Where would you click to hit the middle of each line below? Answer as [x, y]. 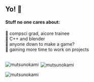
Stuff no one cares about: [33, 22]
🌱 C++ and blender [25, 39]
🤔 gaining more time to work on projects [47, 49]
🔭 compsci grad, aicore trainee [37, 33]
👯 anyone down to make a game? [40, 44]
